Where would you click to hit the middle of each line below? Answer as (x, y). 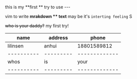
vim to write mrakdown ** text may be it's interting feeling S (69, 16)
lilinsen (16, 46)
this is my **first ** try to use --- (38, 7)
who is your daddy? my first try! (37, 26)
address (58, 38)
